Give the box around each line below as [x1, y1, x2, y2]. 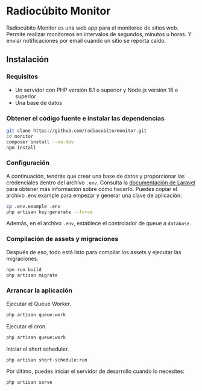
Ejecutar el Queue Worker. [6, 300, 71, 307]
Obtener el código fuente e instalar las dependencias [6, 114, 165, 122]
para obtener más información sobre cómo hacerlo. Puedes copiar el [6, 185, 178, 192]
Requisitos [6, 72, 38, 81]
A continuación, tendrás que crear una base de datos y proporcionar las [6, 172, 185, 180]
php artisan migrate [6, 272, 58, 278]
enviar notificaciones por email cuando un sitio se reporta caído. [6, 37, 166, 44]
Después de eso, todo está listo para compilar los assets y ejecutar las [6, 248, 181, 255]
